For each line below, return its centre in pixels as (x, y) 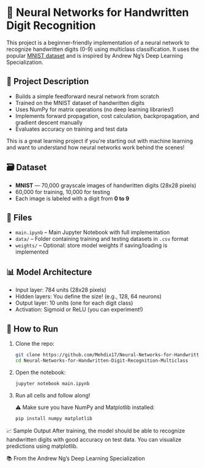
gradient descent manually (49, 122)
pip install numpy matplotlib (54, 418)
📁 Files (19, 217)
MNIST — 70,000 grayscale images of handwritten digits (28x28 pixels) (106, 185)
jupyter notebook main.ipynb (52, 383)
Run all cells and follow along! (53, 395)
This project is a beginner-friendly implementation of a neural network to (98, 42)
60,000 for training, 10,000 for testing (62, 192)
